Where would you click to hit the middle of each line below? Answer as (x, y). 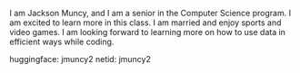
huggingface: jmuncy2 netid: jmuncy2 (80, 59)
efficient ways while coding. (62, 41)
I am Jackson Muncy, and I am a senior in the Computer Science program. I (150, 13)
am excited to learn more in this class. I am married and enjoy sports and (145, 23)
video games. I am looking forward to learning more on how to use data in (148, 32)
